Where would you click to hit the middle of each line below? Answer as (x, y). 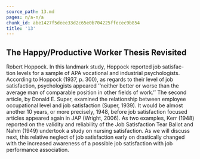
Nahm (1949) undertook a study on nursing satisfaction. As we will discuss (98, 131)
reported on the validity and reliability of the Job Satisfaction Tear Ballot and (100, 124)
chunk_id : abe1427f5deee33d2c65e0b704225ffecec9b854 (73, 23)
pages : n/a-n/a (25, 17)
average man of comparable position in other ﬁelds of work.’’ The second (96, 92)
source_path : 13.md (30, 12)
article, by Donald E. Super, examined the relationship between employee (96, 99)
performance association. (38, 150)
